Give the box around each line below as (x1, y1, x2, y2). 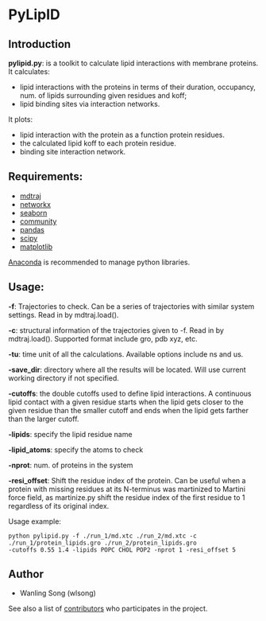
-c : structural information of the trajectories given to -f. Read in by (8, 325, 225, 335)
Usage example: (8, 516, 62, 526)
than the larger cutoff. (8, 414, 79, 424)
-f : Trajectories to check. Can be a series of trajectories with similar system (8, 301, 255, 311)
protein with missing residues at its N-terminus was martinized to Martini (8, 484, 246, 494)
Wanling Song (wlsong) (19, 588, 97, 598)
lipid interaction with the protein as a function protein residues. (19, 130, 225, 139)
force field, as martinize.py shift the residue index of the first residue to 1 (8, 492, 245, 502)
